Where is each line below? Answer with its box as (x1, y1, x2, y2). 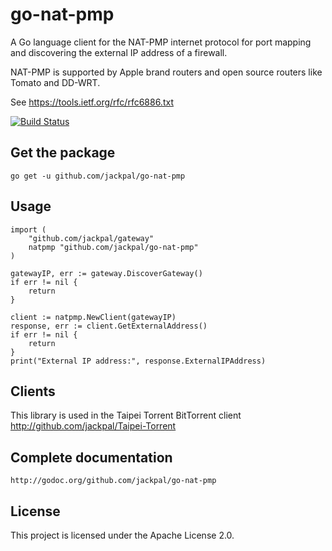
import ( (10, 224, 47, 235)
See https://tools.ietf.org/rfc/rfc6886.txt (10, 96, 174, 108)
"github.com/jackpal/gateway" (28, 233, 155, 243)
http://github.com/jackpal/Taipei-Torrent (10, 420, 177, 432)
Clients (10, 383, 56, 400)
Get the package (10, 144, 116, 162)
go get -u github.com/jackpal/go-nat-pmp (10, 171, 186, 181)
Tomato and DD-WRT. (10, 76, 101, 88)
